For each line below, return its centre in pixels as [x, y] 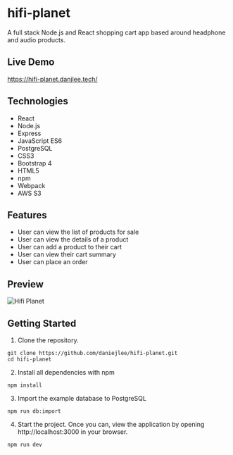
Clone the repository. [48, 340]
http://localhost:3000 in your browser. [73, 432]
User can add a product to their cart [69, 247]
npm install [25, 385]
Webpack [31, 185]
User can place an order [52, 262]
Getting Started [42, 323]
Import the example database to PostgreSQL [82, 398]
